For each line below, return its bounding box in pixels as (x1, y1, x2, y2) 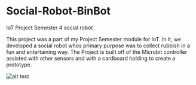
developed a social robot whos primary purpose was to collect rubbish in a (6, 42, 190, 49)
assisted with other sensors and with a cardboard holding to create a (6, 54, 176, 62)
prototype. (6, 61, 32, 68)
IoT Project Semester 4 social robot (6, 24, 93, 31)
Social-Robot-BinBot (6, 4, 111, 18)
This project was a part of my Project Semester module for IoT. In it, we (6, 35, 181, 42)
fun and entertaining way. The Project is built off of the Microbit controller (6, 48, 187, 55)
